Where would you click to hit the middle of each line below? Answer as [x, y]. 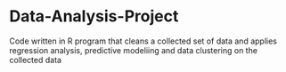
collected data [36, 60]
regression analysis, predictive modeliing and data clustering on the [134, 50]
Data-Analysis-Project [94, 16]
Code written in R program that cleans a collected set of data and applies [143, 41]
